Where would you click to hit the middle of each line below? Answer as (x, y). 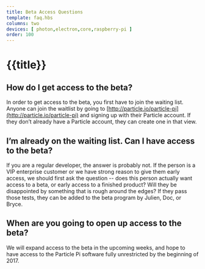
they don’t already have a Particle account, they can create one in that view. (102, 122)
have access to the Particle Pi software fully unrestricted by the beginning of (103, 254)
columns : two (23, 23)
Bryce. (15, 204)
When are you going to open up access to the (94, 223)
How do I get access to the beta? (70, 87)
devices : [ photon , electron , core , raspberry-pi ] (69, 29)
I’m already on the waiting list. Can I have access (101, 141)
